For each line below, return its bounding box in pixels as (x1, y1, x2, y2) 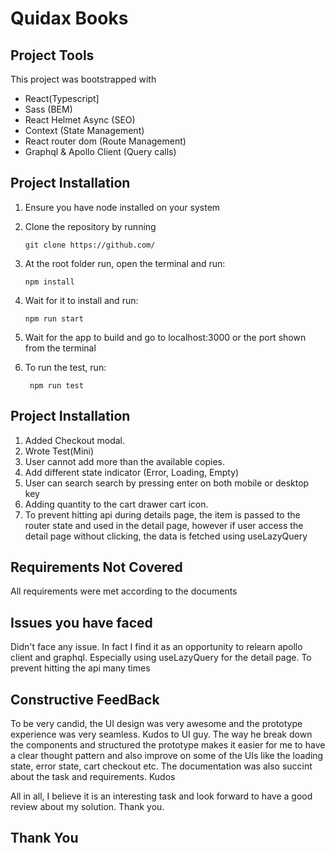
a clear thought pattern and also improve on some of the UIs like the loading (10, 750, 324, 762)
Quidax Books (10, 7, 129, 30)
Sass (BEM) (24, 103, 73, 115)
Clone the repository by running (24, 220, 157, 232)
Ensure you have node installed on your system (24, 201, 221, 213)
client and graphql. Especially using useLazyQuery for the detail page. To (10, 652, 312, 664)
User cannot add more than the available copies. (24, 455, 226, 467)
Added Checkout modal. (24, 434, 126, 446)
